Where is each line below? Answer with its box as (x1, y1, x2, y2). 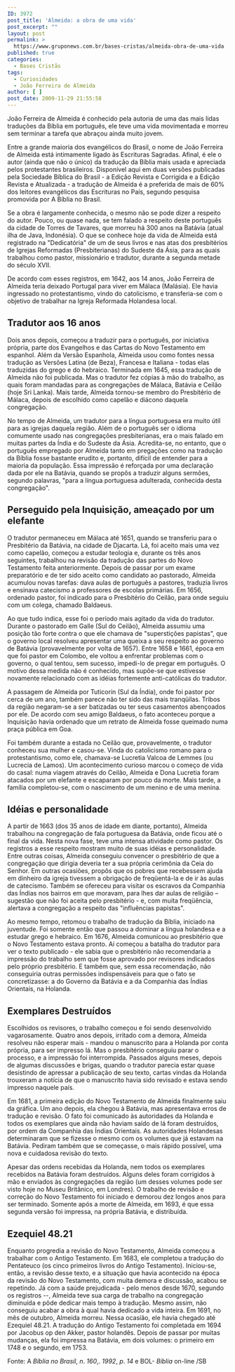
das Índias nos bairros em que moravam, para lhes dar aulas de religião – (7, 889, 219, 898)
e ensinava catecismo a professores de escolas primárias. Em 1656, (7, 585, 203, 594)
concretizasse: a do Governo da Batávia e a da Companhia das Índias (7, 977, 208, 986)
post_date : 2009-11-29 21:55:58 (7, 95, 102, 102)
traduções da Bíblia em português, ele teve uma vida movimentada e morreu (7, 122, 229, 130)
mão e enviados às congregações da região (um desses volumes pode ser (7, 1178, 223, 1186)
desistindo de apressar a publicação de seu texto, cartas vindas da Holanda (7, 1068, 227, 1077)
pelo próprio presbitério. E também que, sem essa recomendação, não (7, 962, 212, 971)
